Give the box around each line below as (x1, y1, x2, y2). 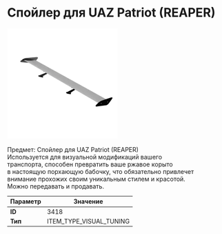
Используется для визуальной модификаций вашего (7, 153, 163, 161)
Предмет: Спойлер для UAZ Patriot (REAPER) (7, 145, 139, 153)
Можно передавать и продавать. (7, 182, 105, 191)
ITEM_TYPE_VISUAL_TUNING (47, 217, 130, 225)
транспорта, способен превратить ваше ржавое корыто (7, 160, 174, 168)
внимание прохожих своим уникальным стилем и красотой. (7, 175, 186, 183)
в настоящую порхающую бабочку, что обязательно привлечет (7, 167, 194, 175)
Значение (73, 197, 103, 206)
